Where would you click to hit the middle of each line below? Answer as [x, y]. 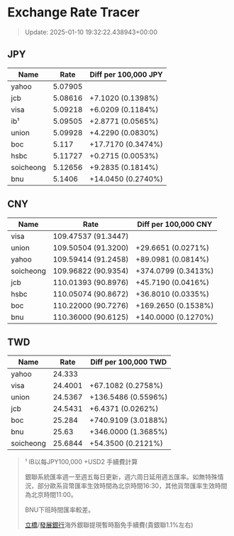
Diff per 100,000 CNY [175, 224]
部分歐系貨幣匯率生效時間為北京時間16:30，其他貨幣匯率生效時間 [132, 486]
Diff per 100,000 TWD [129, 362]
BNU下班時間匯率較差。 [59, 510]
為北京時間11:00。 [51, 495]
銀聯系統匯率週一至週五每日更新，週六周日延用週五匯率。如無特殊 [121, 477]
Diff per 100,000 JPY [126, 74]
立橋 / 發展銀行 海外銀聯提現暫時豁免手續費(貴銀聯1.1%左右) [109, 525]
